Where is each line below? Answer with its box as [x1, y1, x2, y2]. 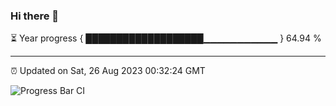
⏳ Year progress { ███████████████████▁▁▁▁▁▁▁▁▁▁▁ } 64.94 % [10, 32, 322, 44]
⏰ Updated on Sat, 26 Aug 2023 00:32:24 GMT [10, 65, 206, 77]
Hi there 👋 [10, 9, 60, 23]
